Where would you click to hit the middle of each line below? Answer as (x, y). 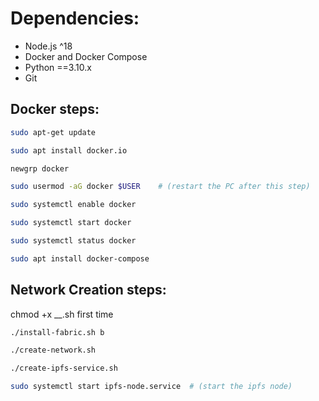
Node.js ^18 (48, 46)
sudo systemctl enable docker (73, 205)
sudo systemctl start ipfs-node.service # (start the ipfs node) (151, 387)
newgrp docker (40, 168)
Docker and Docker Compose (86, 56)
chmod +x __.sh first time (62, 314)
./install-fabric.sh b (57, 332)
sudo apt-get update (53, 132)
